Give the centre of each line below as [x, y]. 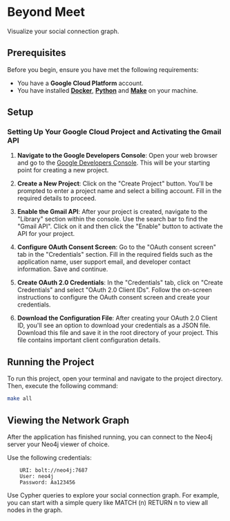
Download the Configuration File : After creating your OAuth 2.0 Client [117, 318]
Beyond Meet [46, 12]
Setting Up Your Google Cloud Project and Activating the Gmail [114, 132]
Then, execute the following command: [63, 386]
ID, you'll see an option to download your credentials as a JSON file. [114, 325]
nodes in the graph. [35, 510]
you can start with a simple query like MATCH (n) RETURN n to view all [108, 502]
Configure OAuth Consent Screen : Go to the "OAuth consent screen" [116, 247]
